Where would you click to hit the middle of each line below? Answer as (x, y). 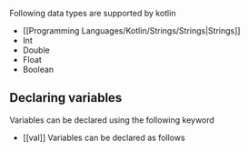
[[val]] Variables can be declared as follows (104, 137)
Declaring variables (66, 98)
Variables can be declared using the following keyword (112, 120)
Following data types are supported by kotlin (93, 13)
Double (36, 50)
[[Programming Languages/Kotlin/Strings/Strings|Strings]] (131, 30)
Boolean (38, 69)
